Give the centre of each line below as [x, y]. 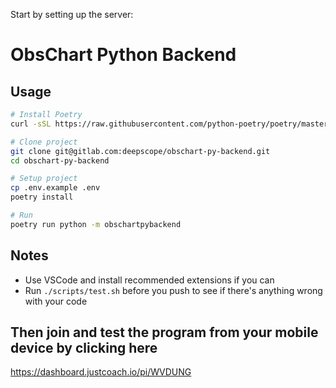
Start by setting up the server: [72, 14]
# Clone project [44, 142]
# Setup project [44, 179]
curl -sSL [31, 124]
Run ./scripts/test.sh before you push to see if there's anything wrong [173, 290]
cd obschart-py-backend [60, 160]
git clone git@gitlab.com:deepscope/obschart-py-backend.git [140, 151]
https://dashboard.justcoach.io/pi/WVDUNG [101, 372]
